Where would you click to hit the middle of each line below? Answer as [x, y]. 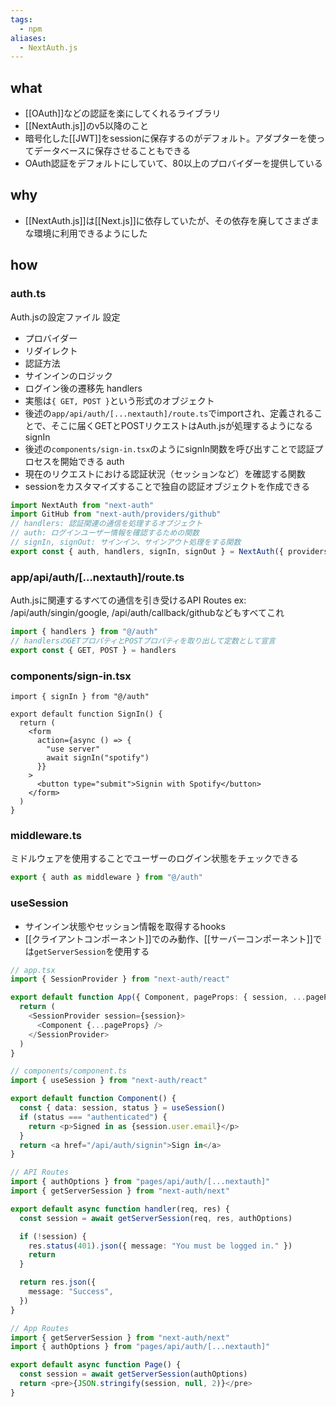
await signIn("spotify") [98, 758]
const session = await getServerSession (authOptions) [133, 1374]
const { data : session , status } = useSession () [122, 1108]
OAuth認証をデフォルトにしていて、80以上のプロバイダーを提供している [173, 163]
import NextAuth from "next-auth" [82, 505]
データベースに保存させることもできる [112, 151]
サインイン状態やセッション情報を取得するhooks [125, 926]
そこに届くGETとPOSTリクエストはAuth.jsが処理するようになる [181, 425]
